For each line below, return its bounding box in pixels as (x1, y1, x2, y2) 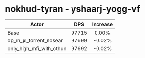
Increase (92, 21, 113, 28)
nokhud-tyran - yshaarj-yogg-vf (5, 3, 141, 15)
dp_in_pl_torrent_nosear (7, 37, 63, 44)
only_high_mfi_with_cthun (7, 45, 67, 52)
